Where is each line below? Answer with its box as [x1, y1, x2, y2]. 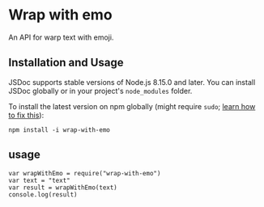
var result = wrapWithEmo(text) [8, 184, 117, 192]
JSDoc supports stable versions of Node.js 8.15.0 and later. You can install [8, 77, 256, 87]
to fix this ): [8, 110, 45, 120]
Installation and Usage [8, 56, 124, 70]
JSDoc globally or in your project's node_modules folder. [8, 86, 193, 95]
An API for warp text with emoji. [8, 32, 114, 42]
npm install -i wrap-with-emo [8, 125, 111, 134]
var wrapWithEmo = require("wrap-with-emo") [8, 169, 161, 177]
